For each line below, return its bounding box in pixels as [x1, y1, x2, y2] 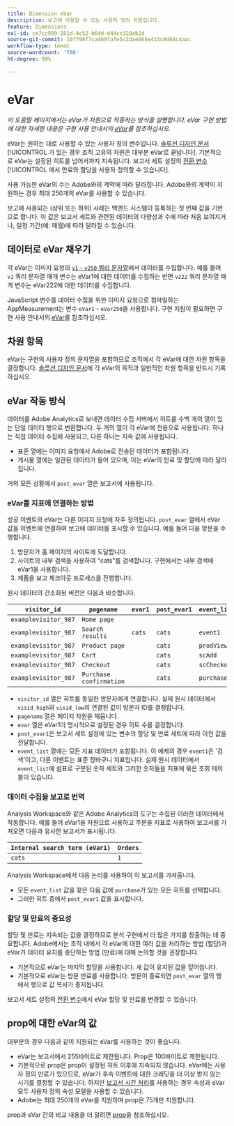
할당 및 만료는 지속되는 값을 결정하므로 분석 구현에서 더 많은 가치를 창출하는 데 [7, 931, 219, 939]
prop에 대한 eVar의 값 [7, 1017, 97, 1029]
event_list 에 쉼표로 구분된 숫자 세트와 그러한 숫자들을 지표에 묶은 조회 [17, 764, 210, 773]
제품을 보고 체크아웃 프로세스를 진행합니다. [17, 574, 134, 582]
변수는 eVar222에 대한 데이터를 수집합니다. [14, 280, 132, 289]
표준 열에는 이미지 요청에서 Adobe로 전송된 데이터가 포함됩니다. [17, 447, 191, 455]
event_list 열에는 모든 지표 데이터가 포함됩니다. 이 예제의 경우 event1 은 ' [17, 747, 218, 755]
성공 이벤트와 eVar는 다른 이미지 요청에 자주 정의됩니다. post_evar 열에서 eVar [7, 515, 221, 524]
